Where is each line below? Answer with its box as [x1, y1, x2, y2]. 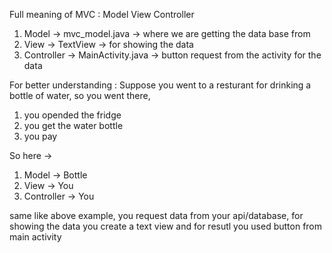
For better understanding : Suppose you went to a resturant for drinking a [9, 79, 312, 91]
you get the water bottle [23, 120, 124, 131]
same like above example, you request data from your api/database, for [9, 210, 304, 221]
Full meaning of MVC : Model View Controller [9, 9, 195, 20]
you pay [23, 130, 58, 142]
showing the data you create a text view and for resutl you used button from [9, 220, 323, 232]
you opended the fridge [23, 109, 122, 121]
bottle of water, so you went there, [9, 90, 151, 101]
